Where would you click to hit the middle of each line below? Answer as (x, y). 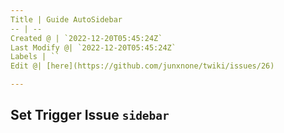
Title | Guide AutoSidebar (66, 19)
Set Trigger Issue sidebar (90, 115)
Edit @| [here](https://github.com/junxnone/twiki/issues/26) (142, 66)
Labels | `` (35, 57)
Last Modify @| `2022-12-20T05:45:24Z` (93, 47)
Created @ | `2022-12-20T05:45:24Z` (86, 38)
